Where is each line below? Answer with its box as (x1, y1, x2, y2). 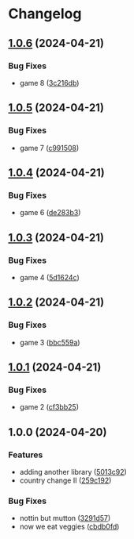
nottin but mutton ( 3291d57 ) (19, 514, 111, 523)
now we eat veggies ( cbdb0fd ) (19, 522, 120, 532)
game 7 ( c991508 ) (19, 143, 80, 152)
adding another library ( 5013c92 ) (19, 468, 128, 476)
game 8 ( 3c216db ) (19, 78, 80, 87)
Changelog (8, 5, 82, 23)
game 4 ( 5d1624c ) (19, 272, 80, 282)
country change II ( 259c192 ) (19, 475, 112, 485)
